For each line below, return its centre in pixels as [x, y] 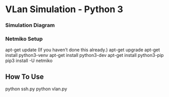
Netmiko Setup [24, 39]
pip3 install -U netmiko [29, 61]
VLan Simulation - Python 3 [64, 9]
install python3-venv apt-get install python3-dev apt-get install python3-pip [84, 55]
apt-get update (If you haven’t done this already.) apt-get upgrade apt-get [83, 50]
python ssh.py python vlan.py [36, 89]
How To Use [25, 76]
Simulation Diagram [30, 25]
